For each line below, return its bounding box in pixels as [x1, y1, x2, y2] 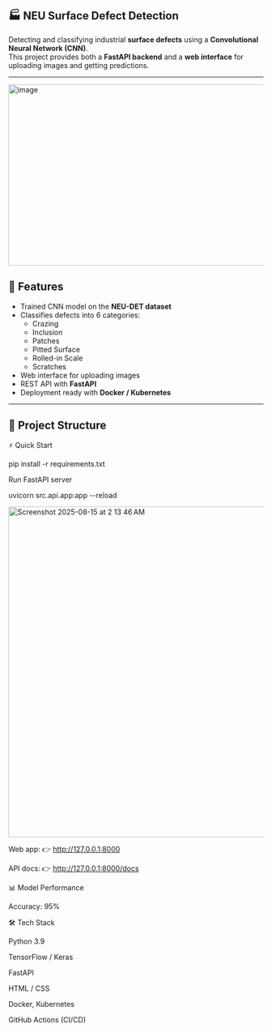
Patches [32, 335, 60, 345]
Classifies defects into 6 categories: [19, 309, 140, 320]
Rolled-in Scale [32, 353, 83, 363]
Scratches [32, 361, 66, 371]
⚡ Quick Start [8, 441, 53, 450]
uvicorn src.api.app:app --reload [8, 491, 117, 501]
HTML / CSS [8, 983, 50, 993]
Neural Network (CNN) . [8, 43, 88, 53]
